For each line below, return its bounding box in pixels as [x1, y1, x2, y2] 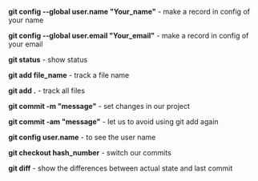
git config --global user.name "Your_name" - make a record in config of [8, 7, 251, 16]
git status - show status [8, 55, 88, 64]
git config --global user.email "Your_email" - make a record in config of [8, 31, 249, 40]
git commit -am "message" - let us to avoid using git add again [8, 117, 219, 127]
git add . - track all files [8, 86, 86, 95]
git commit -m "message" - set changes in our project [8, 102, 191, 111]
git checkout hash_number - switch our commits [8, 148, 172, 157]
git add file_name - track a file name [8, 70, 130, 79]
